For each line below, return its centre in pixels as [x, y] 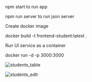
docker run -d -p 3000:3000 [34, 55]
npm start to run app [26, 7]
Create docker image [27, 26]
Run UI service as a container [35, 45]
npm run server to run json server [40, 16]
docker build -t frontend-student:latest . [46, 36]
